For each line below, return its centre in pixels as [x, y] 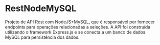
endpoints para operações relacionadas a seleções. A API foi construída [78, 27]
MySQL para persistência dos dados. [42, 37]
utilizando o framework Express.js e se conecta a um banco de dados [75, 32]
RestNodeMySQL [41, 8]
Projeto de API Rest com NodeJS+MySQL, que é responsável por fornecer [80, 22]
